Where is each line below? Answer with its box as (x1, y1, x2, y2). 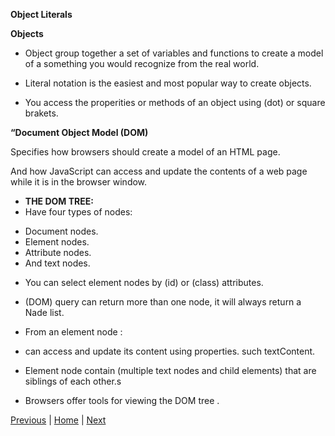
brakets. (24, 107, 59, 119)
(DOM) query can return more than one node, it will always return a (24, 296, 302, 308)
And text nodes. (24, 257, 91, 269)
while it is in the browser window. (10, 176, 148, 188)
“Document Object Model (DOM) (10, 127, 149, 138)
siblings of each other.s (24, 375, 122, 387)
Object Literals (10, 9, 73, 20)
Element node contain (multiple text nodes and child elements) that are (24, 365, 317, 376)
